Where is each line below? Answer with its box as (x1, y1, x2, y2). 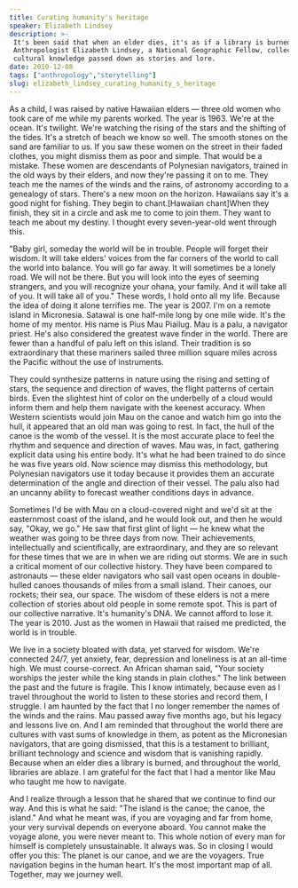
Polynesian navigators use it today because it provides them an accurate (9, 468, 275, 479)
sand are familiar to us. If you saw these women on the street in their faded (9, 141, 284, 152)
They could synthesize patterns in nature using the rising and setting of (9, 374, 271, 385)
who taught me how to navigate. (9, 776, 127, 787)
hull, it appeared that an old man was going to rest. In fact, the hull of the (9, 421, 275, 432)
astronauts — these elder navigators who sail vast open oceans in (9, 570, 250, 581)
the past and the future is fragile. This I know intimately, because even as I (9, 681, 281, 693)
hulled (9, 579, 33, 591)
